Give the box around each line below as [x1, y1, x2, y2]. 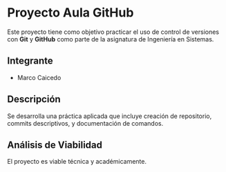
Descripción [7, 93, 61, 105]
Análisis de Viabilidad [7, 139, 102, 151]
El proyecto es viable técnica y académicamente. [7, 157, 147, 166]
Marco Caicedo [17, 73, 62, 82]
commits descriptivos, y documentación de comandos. [7, 119, 164, 127]
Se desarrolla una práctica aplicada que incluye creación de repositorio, [7, 112, 212, 120]
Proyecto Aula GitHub [7, 5, 134, 21]
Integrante [7, 55, 53, 67]
